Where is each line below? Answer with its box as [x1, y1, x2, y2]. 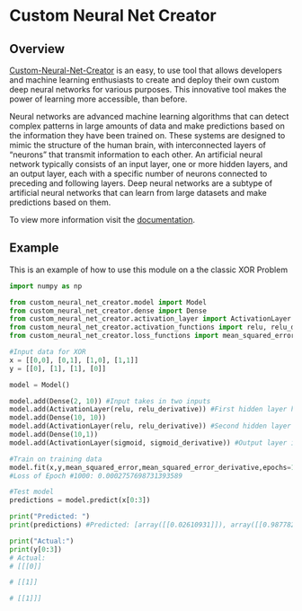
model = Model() [9, 380, 70, 389]
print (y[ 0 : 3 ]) [9, 545, 63, 553]
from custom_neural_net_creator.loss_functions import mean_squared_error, [9, 332, 299, 341]
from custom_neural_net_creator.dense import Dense [9, 306, 207, 315]
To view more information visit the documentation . [9, 215, 196, 225]
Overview [9, 41, 66, 57]
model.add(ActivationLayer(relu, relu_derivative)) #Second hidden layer [9, 421, 292, 431]
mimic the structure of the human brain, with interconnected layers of [9, 140, 267, 150]
